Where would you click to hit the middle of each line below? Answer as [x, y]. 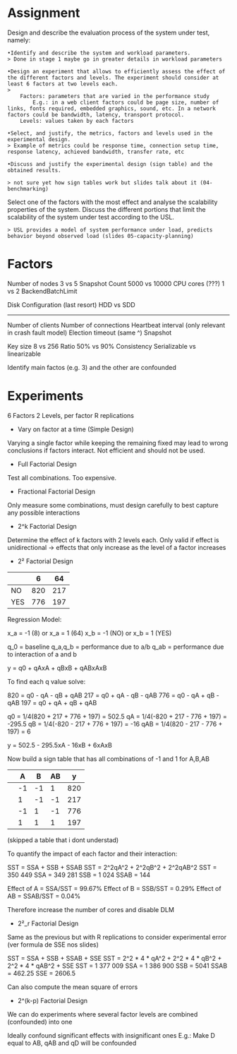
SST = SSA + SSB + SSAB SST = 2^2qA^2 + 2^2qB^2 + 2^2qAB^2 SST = [112, 867]
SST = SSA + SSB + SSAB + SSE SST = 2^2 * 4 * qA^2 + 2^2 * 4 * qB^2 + [115, 958]
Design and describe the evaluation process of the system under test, [109, 32]
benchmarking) [28, 188]
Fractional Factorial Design [56, 491]
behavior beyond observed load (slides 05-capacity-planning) [101, 236]
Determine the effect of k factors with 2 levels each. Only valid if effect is [113, 540]
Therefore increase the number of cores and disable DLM [91, 909]
